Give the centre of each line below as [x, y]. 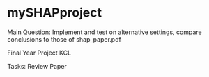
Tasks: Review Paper [37, 66]
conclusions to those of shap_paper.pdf [64, 39]
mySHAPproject [55, 13]
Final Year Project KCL [39, 53]
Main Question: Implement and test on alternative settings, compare [104, 32]
